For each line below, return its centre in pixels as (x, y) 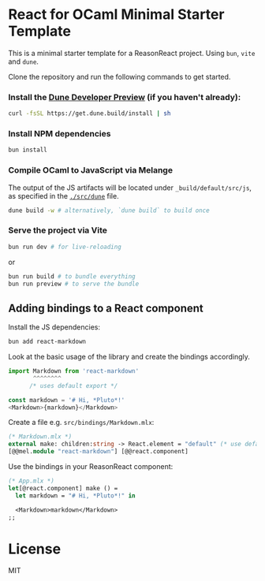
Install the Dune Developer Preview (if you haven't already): (125, 97)
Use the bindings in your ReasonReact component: (91, 467)
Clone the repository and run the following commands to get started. (119, 76)
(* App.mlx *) (32, 481)
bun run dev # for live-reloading (65, 247)
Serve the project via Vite (58, 230)
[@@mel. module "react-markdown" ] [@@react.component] (99, 452)
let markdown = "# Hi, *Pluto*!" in (75, 495)
